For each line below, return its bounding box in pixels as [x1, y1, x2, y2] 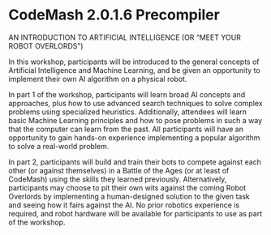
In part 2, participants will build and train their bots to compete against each [8, 156, 262, 167]
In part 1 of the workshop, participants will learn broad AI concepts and [8, 89, 246, 99]
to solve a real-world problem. [8, 141, 110, 151]
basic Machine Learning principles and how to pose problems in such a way [8, 115, 263, 125]
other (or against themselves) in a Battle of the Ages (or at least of [8, 165, 230, 175]
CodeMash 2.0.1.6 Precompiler [8, 6, 221, 24]
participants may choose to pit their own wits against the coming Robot [8, 182, 247, 192]
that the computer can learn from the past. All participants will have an [8, 124, 243, 134]
